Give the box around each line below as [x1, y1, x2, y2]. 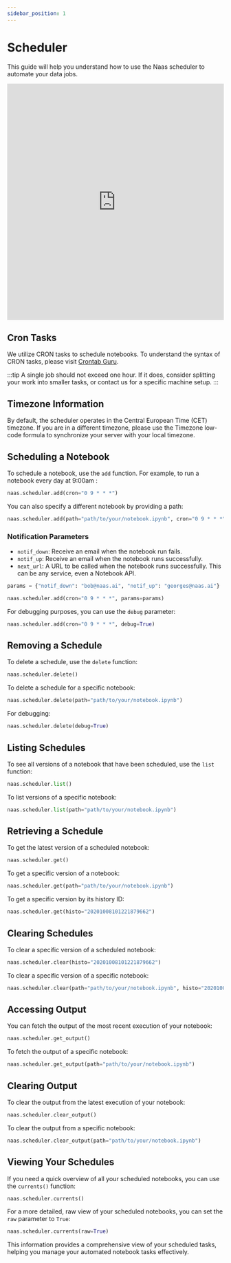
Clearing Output [7, 1080, 78, 1092]
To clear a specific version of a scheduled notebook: [7, 945, 156, 954]
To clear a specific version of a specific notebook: [7, 971, 149, 980]
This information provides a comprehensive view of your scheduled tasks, [7, 1240, 217, 1249]
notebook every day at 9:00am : [7, 476, 98, 485]
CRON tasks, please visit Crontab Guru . [7, 358, 119, 366]
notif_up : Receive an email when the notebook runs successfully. [16, 555, 203, 563]
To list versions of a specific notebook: [7, 793, 117, 801]
